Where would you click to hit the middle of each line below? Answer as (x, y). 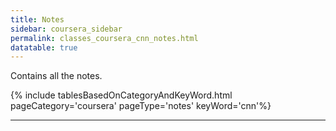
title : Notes (37, 19)
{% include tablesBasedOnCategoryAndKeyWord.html (121, 95)
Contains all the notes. (56, 76)
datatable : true (44, 47)
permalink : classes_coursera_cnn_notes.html (104, 38)
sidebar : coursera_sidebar (66, 29)
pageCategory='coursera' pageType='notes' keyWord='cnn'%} (141, 106)
